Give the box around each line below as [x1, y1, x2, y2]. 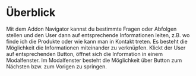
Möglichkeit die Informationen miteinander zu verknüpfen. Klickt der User [6, 44, 186, 51]
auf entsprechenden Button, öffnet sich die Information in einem [6, 50, 163, 57]
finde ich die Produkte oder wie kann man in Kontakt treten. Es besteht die [6, 38, 188, 45]
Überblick [6, 6, 56, 19]
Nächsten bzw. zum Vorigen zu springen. [6, 62, 107, 70]
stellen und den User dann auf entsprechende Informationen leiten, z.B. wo [6, 31, 190, 38]
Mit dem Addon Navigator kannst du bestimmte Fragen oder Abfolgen [6, 25, 177, 32]
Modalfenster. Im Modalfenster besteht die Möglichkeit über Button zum [6, 57, 182, 64]
